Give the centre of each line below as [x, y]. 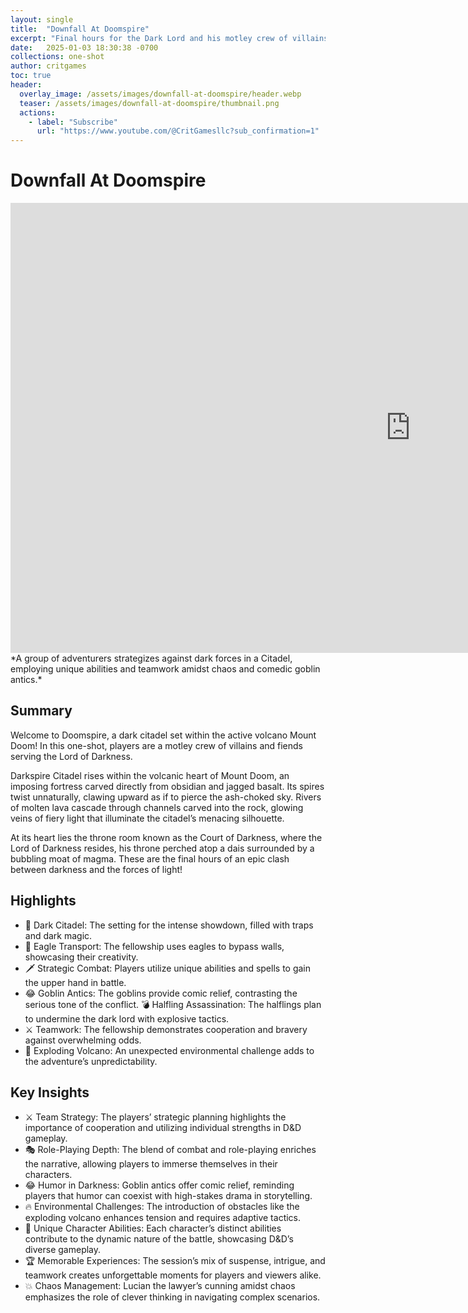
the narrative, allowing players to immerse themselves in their [151, 1163]
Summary [41, 711]
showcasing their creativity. [81, 957]
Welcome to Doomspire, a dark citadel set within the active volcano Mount [163, 735]
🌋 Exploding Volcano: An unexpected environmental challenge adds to [169, 1050]
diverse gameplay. [63, 1249]
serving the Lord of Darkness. [71, 756]
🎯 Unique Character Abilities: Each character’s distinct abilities [153, 1228]
